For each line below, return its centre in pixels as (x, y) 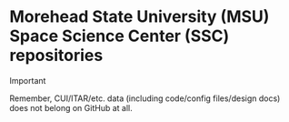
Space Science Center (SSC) (120, 36)
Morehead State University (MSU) (140, 17)
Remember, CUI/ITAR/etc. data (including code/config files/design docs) (145, 98)
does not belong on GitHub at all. (71, 107)
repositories (56, 56)
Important (28, 80)
